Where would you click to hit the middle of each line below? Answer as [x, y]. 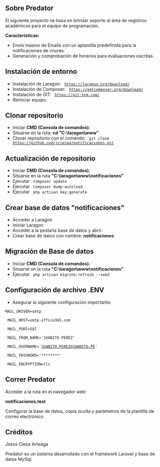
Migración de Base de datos [50, 251]
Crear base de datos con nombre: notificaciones [63, 236]
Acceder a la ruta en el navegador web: [46, 392]
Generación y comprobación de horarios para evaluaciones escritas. [83, 56]
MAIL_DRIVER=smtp [23, 311]
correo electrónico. [25, 416]
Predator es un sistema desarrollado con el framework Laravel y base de [80, 454]
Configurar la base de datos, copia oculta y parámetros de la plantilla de [80, 411]
